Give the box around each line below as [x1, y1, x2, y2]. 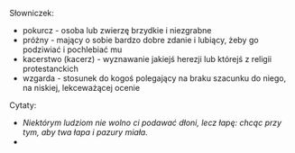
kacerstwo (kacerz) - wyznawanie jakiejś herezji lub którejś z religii [22, 54, 272, 64]
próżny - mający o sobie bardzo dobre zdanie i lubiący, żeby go [22, 35, 259, 45]
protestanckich [22, 63, 78, 74]
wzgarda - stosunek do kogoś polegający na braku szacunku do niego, [22, 73, 287, 84]
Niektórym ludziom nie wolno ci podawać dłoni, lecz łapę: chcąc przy [22, 117, 282, 128]
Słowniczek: [9, 8, 54, 18]
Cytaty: [9, 100, 37, 111]
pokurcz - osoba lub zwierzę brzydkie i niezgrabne [22, 25, 212, 35]
